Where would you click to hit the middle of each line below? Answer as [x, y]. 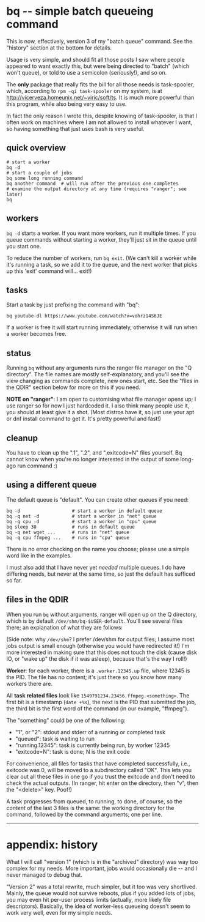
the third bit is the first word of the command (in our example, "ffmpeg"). [98, 708]
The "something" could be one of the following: [66, 720]
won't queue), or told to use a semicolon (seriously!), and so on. [87, 72]
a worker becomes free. [37, 334]
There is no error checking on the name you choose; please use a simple [98, 549]
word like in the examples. [39, 556]
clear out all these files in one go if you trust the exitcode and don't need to [101, 776]
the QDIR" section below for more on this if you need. [74, 387]
